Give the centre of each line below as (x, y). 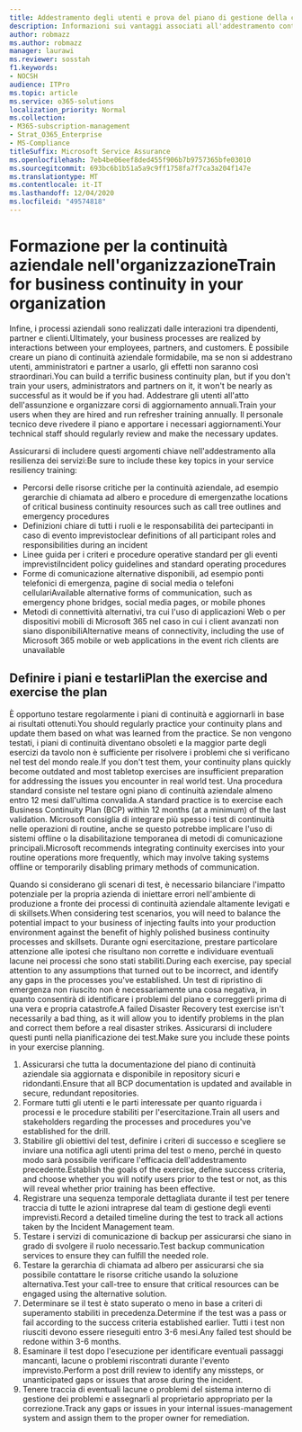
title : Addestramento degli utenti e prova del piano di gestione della (148, 18)
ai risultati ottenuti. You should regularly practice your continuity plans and (146, 723)
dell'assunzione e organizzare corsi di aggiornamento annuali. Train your (143, 405)
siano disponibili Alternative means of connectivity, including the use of (153, 631)
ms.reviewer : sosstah (50, 59)
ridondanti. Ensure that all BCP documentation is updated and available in (157, 1083)
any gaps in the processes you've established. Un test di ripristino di (136, 980)
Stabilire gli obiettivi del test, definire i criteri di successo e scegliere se (154, 1141)
